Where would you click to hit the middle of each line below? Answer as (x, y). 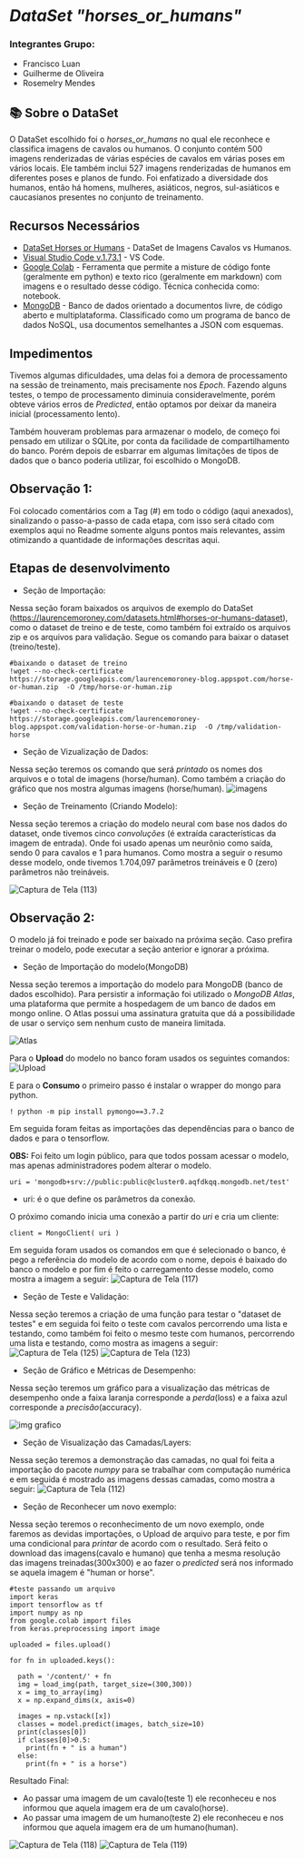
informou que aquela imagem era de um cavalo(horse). (125, 1808)
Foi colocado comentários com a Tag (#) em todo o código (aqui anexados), (152, 510)
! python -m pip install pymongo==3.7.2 (87, 1112)
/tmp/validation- (249, 727)
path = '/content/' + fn (64, 1676)
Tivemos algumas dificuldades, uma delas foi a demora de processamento (148, 375)
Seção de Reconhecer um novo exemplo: (99, 1507)
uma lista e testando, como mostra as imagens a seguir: (114, 1343)
